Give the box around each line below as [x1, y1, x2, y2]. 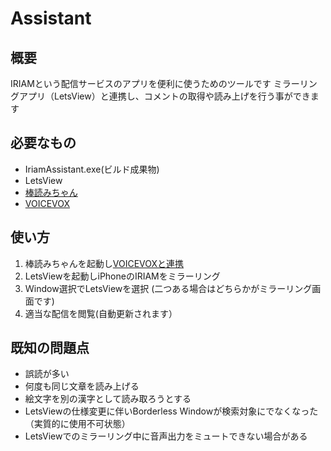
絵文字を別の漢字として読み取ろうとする [24, 393, 192, 405]
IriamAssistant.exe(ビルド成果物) [24, 163, 160, 175]
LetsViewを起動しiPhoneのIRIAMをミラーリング [24, 270, 221, 282]
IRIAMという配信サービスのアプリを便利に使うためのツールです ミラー [10, 78, 300, 89]
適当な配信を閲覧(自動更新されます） [24, 307, 178, 319]
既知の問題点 [10, 340, 90, 357]
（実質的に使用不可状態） [24, 418, 131, 430]
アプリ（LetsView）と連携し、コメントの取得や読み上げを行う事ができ [18, 90, 311, 102]
